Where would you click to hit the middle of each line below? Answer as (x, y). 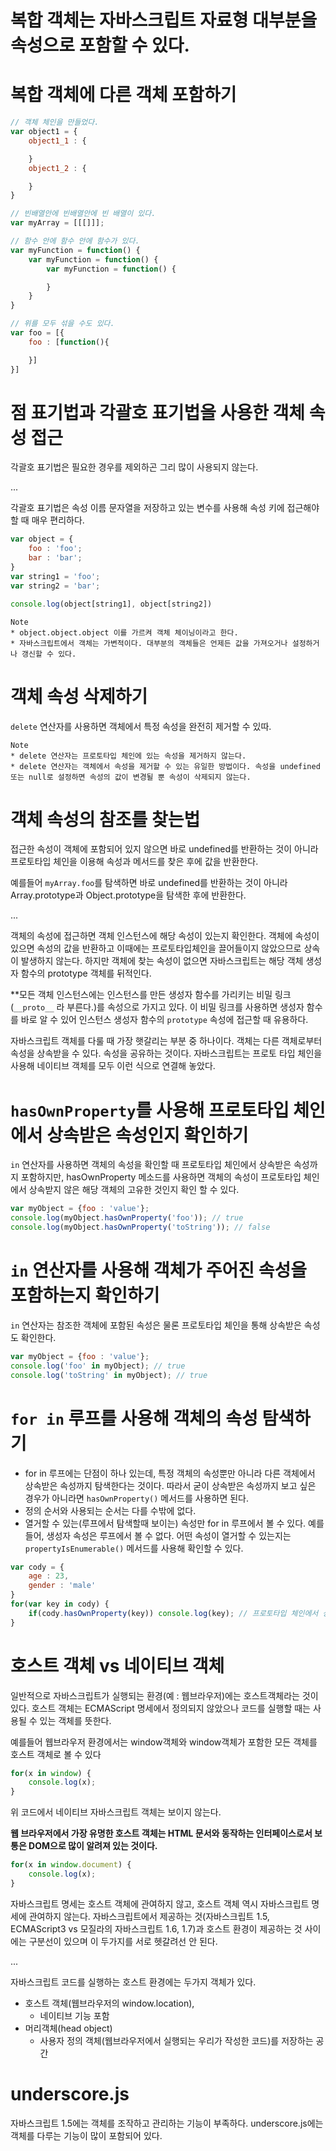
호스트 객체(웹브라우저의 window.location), (109, 2003)
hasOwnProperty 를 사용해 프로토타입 (150, 1110)
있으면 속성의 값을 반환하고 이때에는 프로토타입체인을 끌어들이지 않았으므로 (156, 948)
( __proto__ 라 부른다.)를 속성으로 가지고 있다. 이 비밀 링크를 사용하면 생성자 (157, 1007)
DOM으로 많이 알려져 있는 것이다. (93, 1846)
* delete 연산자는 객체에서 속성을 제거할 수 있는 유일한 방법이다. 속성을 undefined (165, 766)
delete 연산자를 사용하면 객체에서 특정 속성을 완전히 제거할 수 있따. (141, 726)
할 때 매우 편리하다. (47, 520)
